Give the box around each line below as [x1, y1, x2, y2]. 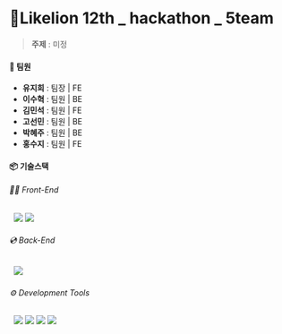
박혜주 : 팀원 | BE [21, 127, 83, 138]
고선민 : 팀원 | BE [21, 116, 83, 127]
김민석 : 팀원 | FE [21, 105, 82, 116]
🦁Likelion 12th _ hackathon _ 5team [9, 8, 275, 29]
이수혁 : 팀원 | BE [21, 94, 83, 105]
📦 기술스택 [9, 160, 49, 171]
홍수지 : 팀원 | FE [21, 139, 82, 150]
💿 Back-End [9, 235, 56, 245]
